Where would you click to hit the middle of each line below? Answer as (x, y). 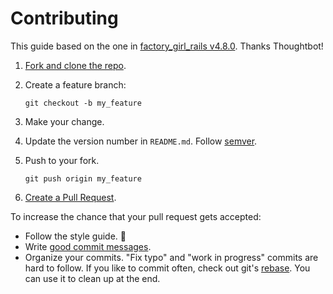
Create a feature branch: (75, 84)
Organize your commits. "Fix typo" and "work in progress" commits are (171, 257)
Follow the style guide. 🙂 (75, 236)
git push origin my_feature (83, 178)
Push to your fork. (62, 160)
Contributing (64, 18)
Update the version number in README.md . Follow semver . (141, 141)
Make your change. (64, 121)
